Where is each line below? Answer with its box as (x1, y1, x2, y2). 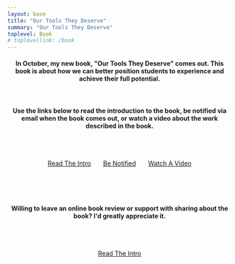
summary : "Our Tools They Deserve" (7, 24, 113, 31)
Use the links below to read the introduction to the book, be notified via (13, 106, 226, 115)
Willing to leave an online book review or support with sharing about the (11, 204, 229, 213)
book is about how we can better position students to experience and (15, 66, 224, 75)
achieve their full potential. (79, 74, 160, 83)
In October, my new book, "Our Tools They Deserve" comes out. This (15, 59, 224, 68)
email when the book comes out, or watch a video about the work (21, 113, 219, 122)
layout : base (7, 10, 46, 18)
